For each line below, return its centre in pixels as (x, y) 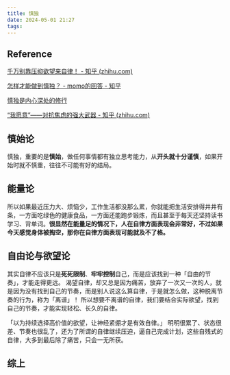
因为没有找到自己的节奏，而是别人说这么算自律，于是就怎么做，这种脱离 (115, 291)
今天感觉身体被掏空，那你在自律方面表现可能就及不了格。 (88, 232)
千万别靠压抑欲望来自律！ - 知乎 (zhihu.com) (70, 71)
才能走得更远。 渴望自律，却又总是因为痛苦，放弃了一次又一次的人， (118, 282)
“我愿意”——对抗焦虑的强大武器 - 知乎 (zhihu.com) (79, 115)
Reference (30, 54)
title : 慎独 (23, 13)
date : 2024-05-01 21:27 (41, 20)
